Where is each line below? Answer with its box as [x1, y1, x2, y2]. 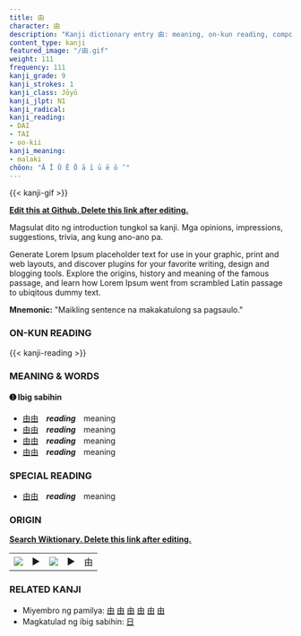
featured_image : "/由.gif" [9, 47, 109, 56]
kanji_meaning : [9, 146, 66, 155]
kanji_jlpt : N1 [9, 96, 66, 106]
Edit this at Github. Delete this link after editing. [9, 205, 189, 216]
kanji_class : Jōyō [9, 88, 78, 97]
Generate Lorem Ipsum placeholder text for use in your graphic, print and [9, 249, 279, 260]
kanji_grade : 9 [9, 72, 66, 81]
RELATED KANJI [9, 583, 82, 596]
